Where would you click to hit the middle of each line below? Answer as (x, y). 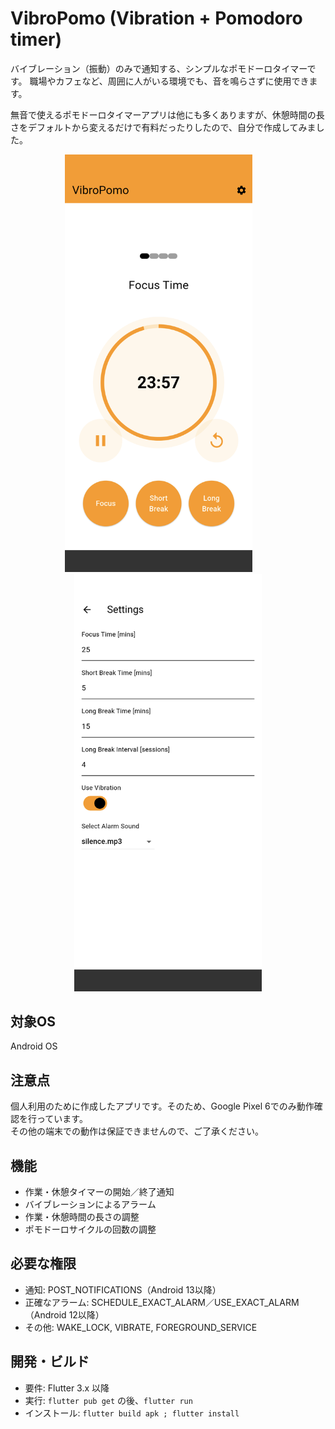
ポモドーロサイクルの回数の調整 (90, 1229)
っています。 (62, 1119)
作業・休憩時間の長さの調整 (82, 1216)
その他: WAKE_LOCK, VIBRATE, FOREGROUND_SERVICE (141, 1327)
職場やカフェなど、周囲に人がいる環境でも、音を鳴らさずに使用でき (169, 81)
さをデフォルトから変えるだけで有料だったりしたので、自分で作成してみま (163, 127)
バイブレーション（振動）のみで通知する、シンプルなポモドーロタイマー (159, 68)
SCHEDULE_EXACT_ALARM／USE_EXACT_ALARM (195, 1302)
